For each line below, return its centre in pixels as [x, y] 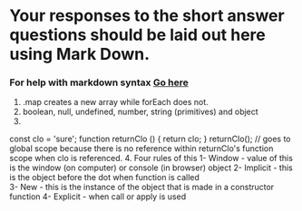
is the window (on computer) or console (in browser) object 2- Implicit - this [151, 168]
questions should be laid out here [137, 35]
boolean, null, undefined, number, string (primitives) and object [140, 112]
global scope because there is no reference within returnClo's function [141, 149]
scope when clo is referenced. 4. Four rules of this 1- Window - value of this [151, 158]
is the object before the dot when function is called [104, 177]
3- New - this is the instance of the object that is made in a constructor [142, 187]
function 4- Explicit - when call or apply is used [98, 197]
